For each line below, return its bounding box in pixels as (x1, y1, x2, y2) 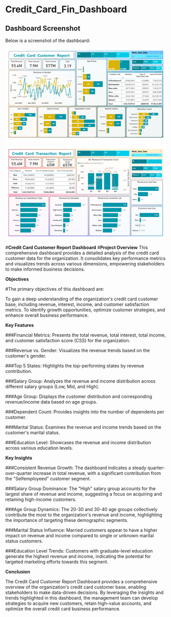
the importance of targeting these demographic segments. (5, 517, 129, 523)
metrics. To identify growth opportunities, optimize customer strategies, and (5, 306, 165, 313)
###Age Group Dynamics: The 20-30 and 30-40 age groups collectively (5, 506, 158, 512)
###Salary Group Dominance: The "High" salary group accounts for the (5, 485, 156, 492)
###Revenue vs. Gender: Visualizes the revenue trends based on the (5, 347, 150, 354)
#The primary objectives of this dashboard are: (5, 285, 105, 292)
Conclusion (5, 568, 31, 575)
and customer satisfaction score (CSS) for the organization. (5, 337, 131, 343)
